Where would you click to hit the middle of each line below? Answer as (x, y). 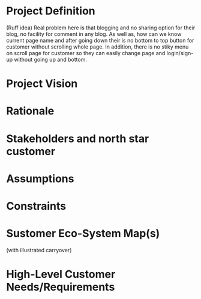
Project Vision (42, 84)
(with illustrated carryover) (39, 250)
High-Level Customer (61, 274)
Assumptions (40, 179)
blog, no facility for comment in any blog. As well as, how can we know (94, 34)
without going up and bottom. (50, 59)
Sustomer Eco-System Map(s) (83, 233)
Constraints (36, 206)
